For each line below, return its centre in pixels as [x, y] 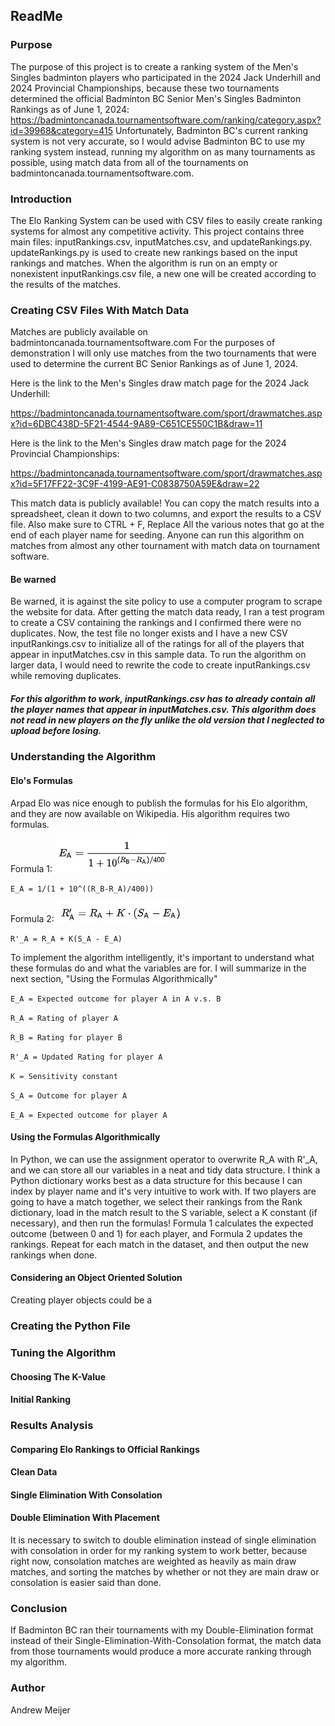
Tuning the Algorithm [63, 1352]
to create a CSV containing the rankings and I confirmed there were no [156, 623]
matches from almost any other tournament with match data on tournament [165, 546]
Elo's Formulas [41, 781]
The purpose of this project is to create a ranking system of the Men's [154, 66]
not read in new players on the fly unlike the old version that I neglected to [167, 720]
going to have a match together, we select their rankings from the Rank [156, 1201]
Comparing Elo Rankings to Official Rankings [105, 1449]
